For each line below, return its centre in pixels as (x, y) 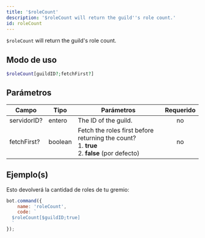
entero (58, 120)
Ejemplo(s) (27, 175)
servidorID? (26, 120)
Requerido (180, 110)
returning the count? (107, 138)
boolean (60, 142)
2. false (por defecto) (109, 153)
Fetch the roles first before (116, 130)
